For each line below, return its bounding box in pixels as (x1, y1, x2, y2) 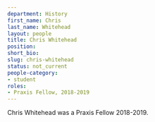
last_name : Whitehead (7, 23, 71, 30)
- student (7, 75, 37, 83)
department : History (7, 10, 68, 18)
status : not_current (7, 63, 68, 70)
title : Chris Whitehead (7, 37, 77, 44)
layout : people (7, 30, 52, 37)
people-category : (7, 69, 58, 76)
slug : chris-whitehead (7, 56, 74, 63)
